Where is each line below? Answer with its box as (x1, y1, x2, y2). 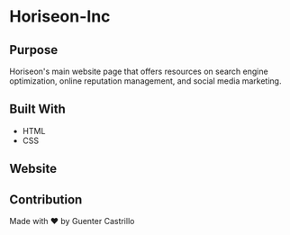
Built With (9, 102, 66, 117)
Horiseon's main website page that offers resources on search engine (9, 66, 268, 77)
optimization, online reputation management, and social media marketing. (9, 76, 282, 86)
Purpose (9, 42, 59, 58)
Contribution (9, 192, 83, 207)
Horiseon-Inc (9, 6, 111, 27)
